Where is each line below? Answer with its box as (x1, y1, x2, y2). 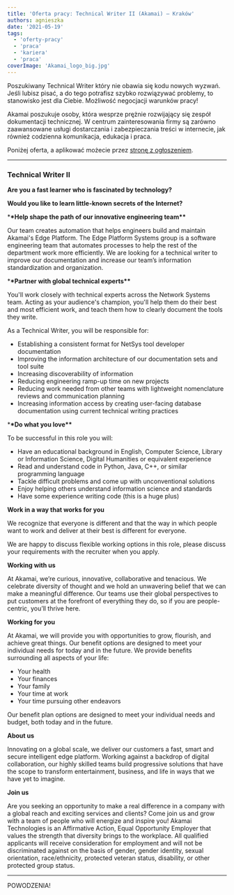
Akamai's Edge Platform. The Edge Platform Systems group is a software (7, 234, 217, 242)
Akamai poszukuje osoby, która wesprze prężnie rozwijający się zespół (7, 110, 211, 118)
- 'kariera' (13, 50, 49, 57)
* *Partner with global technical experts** (7, 277, 131, 285)
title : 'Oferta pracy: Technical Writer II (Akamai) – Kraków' (7, 10, 195, 17)
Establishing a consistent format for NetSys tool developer (17, 340, 185, 348)
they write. (7, 313, 38, 321)
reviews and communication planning (17, 392, 125, 400)
